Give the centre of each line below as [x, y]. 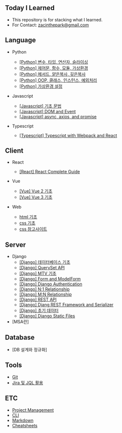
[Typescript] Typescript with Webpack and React [68, 135]
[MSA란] [20, 322]
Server [15, 245]
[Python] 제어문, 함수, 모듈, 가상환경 [53, 68]
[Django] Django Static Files [47, 316]
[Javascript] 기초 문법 [40, 106]
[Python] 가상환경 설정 [41, 86]
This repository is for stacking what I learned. [57, 19]
